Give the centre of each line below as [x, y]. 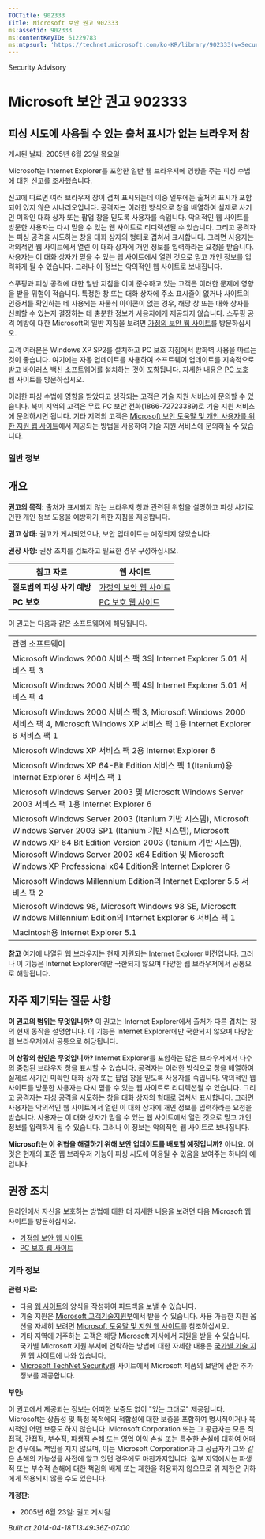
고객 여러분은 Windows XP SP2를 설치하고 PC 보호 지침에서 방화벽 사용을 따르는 [132, 350]
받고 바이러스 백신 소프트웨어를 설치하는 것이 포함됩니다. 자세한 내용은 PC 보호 [129, 370]
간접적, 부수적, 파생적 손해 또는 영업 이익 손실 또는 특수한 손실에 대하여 [133, 1439]
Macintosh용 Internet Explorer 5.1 [75, 932]
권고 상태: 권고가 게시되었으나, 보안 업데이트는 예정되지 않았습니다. [110, 533]
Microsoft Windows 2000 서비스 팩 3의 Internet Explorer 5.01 [125, 658]
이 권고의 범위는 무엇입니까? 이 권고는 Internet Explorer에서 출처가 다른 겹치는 [128, 1021]
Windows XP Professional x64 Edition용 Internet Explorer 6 [121, 866]
